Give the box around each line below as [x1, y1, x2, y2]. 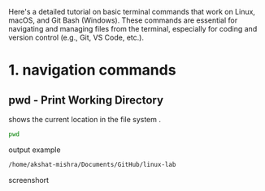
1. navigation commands [8, 61, 176, 79]
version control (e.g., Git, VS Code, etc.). [8, 32, 145, 42]
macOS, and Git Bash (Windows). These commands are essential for [8, 15, 238, 25]
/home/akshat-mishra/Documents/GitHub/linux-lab [8, 160, 176, 168]
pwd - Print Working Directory [8, 93, 164, 107]
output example [8, 145, 61, 155]
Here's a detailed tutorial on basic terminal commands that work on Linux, [8, 7, 256, 16]
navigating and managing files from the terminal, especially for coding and [8, 24, 258, 33]
